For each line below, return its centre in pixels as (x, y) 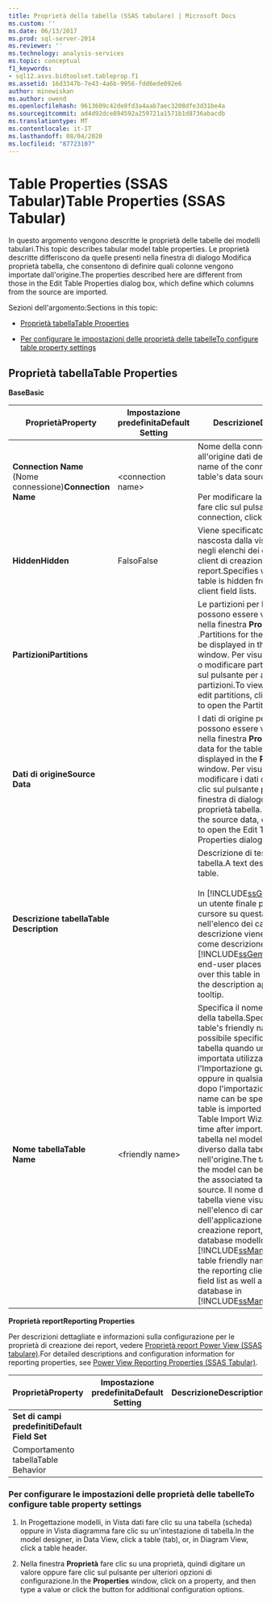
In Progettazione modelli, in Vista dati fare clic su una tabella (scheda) (136, 1522)
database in (219, 1291)
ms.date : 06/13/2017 (43, 31)
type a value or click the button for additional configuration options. (132, 1589)
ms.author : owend (38, 99)
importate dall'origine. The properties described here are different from (125, 275)
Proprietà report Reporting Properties (72, 1321)
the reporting (222, 1271)
